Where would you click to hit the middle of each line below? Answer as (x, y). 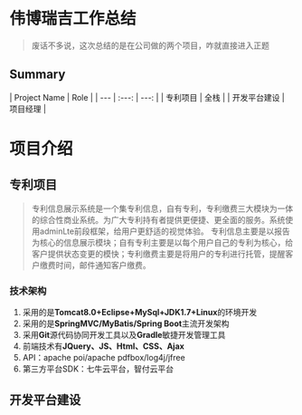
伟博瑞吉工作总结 (73, 19)
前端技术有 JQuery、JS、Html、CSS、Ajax (104, 346)
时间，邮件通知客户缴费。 (103, 265)
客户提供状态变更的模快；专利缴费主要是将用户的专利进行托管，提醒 (158, 254)
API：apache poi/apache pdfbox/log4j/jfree (104, 358)
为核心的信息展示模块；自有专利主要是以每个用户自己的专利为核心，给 (162, 242)
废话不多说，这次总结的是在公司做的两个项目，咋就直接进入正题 (150, 45)
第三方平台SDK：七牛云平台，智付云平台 (98, 369)
